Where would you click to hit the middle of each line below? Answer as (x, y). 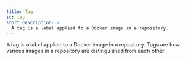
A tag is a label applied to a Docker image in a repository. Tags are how (93, 45)
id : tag (16, 17)
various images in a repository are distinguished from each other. (86, 51)
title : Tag (20, 11)
